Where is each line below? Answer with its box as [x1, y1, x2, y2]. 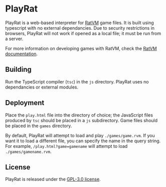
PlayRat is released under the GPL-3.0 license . [5, 176, 101, 182]
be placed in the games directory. [5, 123, 72, 129]
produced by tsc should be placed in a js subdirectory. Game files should [5, 117, 158, 123]
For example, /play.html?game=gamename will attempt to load [5, 143, 128, 149]
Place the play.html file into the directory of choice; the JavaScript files [5, 112, 153, 118]
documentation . [5, 51, 38, 57]
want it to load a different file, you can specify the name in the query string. [5, 138, 161, 144]
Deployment [5, 99, 45, 107]
